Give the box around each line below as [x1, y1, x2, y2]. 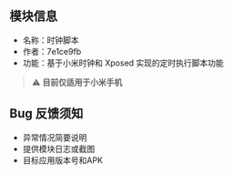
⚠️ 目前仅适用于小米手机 [31, 77, 123, 87]
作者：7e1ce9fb [22, 46, 82, 56]
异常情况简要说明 [22, 131, 87, 143]
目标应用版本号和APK [22, 154, 103, 166]
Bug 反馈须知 [9, 106, 84, 121]
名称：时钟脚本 [22, 35, 79, 46]
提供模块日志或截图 [22, 143, 96, 154]
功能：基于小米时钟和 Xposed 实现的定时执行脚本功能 [22, 57, 225, 68]
